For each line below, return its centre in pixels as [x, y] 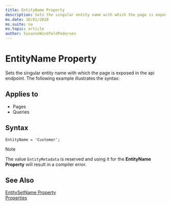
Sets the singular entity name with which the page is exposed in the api [80, 73]
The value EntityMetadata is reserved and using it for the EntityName [78, 159]
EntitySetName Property [31, 193]
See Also [20, 180]
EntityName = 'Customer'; [33, 140]
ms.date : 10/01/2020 [27, 19]
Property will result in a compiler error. [46, 164]
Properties [16, 198]
